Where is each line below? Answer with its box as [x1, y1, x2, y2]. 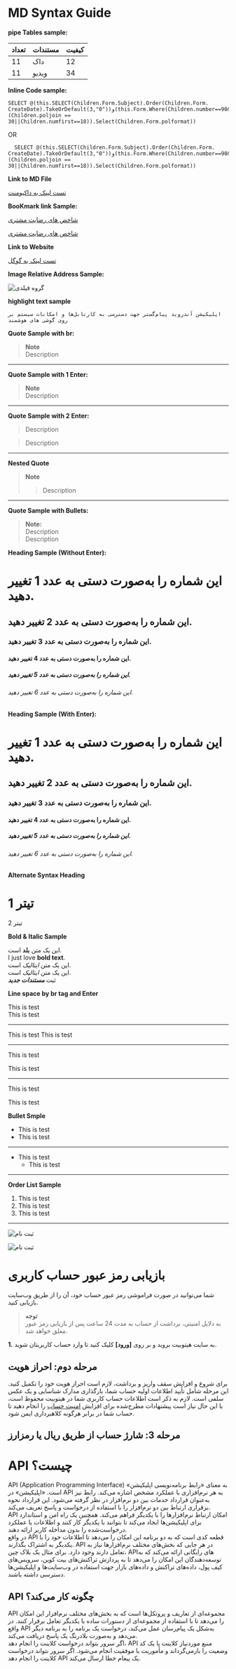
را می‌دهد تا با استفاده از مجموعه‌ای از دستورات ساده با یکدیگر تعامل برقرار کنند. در [8, 1616, 225, 1625]
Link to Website [8, 242, 55, 251]
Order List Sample [8, 1181, 62, 1189]
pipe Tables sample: [8, 28, 69, 36]
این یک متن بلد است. [8, 946, 62, 955]
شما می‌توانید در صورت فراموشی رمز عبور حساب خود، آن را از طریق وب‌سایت [8, 1291, 214, 1299]
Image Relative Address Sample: [8, 270, 104, 278]
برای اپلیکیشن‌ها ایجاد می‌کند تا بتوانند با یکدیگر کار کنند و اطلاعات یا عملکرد [8, 1518, 202, 1527]
